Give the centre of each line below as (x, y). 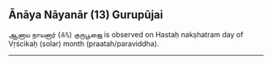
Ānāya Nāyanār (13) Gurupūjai (86, 15)
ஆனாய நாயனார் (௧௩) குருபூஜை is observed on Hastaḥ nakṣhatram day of (126, 34)
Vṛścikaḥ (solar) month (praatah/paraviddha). (84, 43)
